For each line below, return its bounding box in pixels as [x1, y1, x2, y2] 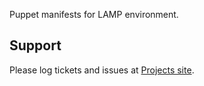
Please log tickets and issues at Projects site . [9, 64, 195, 76]
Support [9, 37, 62, 54]
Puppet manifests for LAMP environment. [9, 9, 179, 20]
